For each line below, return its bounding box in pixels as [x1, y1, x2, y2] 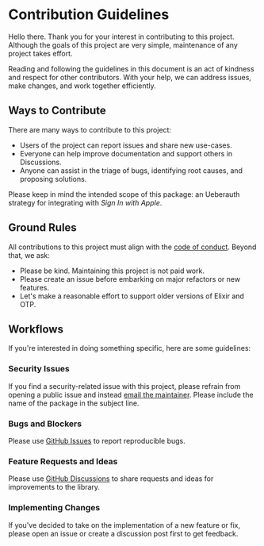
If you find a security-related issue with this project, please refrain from [8, 381, 241, 390]
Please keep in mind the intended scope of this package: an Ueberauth [8, 189, 240, 199]
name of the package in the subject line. [8, 398, 140, 408]
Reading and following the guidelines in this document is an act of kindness [8, 63, 255, 73]
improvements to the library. [8, 483, 101, 492]
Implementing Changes [8, 502, 101, 513]
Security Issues [8, 363, 70, 375]
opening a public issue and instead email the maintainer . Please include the [8, 390, 254, 399]
